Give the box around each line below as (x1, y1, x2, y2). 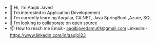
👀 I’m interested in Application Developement (9, 10, 100, 15)
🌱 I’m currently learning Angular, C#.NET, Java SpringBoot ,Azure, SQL (9, 15, 152, 20)
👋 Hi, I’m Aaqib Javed (9, 5, 53, 10)
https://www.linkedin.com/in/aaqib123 (9, 32, 86, 38)
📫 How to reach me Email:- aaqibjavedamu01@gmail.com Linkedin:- (9, 26, 148, 31)
